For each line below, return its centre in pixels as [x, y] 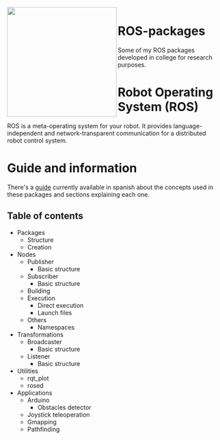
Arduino [38, 400]
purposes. [132, 64]
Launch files [55, 313]
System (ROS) [159, 107]
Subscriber [43, 276]
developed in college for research [165, 57]
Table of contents [45, 216]
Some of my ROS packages [156, 50]
